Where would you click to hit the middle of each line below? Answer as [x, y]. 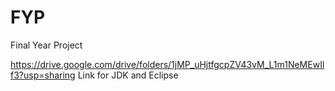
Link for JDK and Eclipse [128, 75]
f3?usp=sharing [43, 75]
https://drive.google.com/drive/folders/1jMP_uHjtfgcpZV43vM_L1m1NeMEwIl [167, 64]
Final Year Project [46, 45]
